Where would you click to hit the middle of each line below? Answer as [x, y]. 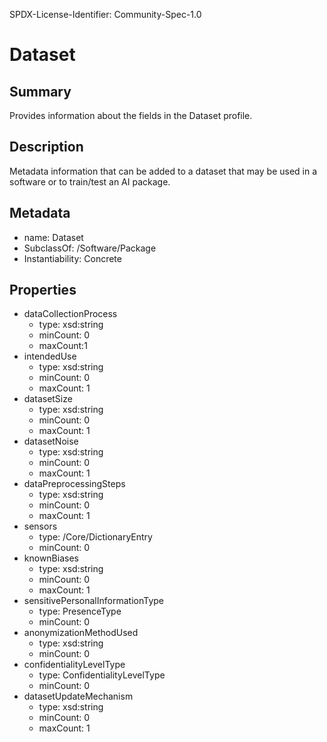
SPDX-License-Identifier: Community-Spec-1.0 [105, 14]
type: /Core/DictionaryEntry [95, 537]
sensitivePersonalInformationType [93, 601]
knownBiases [51, 558]
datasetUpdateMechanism [78, 696]
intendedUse [50, 356]
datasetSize [48, 399]
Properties [43, 290]
